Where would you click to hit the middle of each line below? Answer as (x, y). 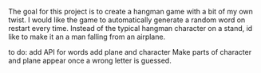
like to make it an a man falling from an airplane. (87, 36)
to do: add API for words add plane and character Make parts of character (130, 52)
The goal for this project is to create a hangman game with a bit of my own (131, 12)
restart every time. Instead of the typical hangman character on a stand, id (130, 28)
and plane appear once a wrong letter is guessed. (90, 60)
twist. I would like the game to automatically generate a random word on (127, 20)
